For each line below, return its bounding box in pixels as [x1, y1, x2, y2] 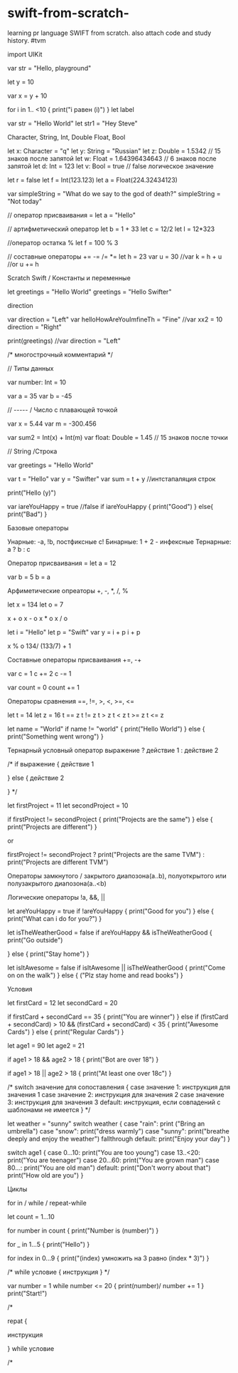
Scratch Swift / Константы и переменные [7, 273, 131, 282]
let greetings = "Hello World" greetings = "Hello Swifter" [7, 287, 172, 296]
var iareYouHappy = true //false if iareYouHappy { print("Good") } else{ [7, 502, 214, 510]
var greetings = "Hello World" [7, 461, 94, 469]
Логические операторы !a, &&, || [7, 893, 105, 901]
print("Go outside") [7, 935, 63, 944]
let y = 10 [7, 77, 34, 86]
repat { [7, 1317, 28, 1325]
